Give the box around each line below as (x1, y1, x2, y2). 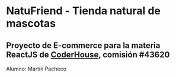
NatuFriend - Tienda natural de (6, 4, 161, 18)
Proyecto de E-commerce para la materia (6, 40, 161, 50)
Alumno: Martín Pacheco (6, 65, 67, 72)
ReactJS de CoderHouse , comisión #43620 (6, 49, 170, 60)
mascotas (6, 17, 56, 30)
